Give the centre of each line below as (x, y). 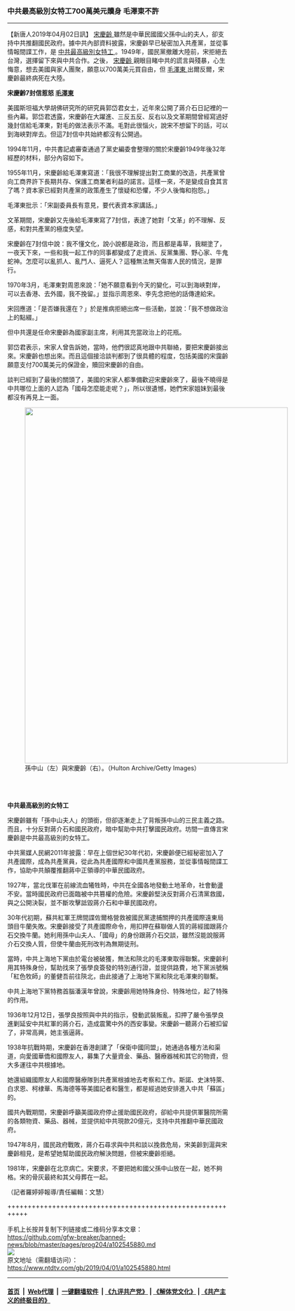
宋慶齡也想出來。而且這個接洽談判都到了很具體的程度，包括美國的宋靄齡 (124, 356)
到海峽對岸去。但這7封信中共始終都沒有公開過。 (76, 134)
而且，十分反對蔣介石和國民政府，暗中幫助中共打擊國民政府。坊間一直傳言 (115, 829)
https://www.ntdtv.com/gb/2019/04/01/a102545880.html (89, 1268)
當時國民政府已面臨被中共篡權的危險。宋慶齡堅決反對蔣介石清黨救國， (127, 894)
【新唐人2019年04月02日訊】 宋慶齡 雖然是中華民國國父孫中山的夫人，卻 (113, 34)
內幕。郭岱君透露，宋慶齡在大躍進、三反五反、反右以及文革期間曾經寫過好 (121, 116)
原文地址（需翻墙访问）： (43, 1260)
